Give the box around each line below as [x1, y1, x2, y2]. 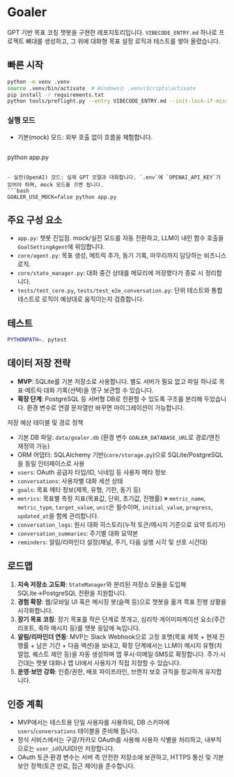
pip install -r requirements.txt [7, 91, 104, 98]
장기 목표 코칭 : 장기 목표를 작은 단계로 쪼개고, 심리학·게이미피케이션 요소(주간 [17, 615, 226, 623]
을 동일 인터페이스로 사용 [17, 459, 85, 468]
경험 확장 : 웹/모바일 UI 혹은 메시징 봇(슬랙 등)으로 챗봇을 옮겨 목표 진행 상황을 [17, 598, 227, 606]
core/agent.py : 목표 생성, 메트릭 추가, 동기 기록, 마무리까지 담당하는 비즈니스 [17, 251, 227, 260]
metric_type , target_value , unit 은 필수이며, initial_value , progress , [17, 503, 213, 511]
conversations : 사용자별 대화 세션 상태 [17, 476, 123, 485]
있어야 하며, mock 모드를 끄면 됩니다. [7, 181, 104, 188]
